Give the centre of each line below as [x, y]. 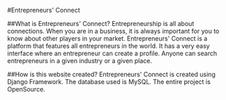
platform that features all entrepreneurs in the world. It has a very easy [109, 46]
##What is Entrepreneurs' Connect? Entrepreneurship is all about [101, 23]
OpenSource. [26, 89]
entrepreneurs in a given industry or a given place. [80, 61]
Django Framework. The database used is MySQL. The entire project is [109, 82]
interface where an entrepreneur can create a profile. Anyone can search [112, 53]
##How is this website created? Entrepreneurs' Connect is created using [112, 74]
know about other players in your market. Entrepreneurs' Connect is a [107, 38]
